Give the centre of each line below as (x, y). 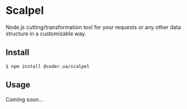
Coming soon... (24, 99)
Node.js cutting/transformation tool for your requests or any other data (93, 27)
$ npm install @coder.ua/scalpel (48, 66)
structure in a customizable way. (46, 33)
